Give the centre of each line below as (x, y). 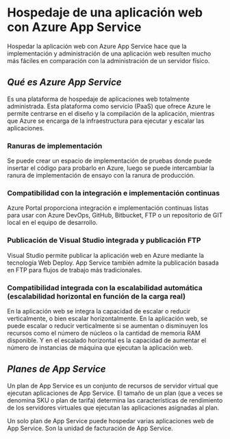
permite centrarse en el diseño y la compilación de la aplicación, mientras (111, 113)
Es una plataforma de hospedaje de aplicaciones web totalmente (98, 99)
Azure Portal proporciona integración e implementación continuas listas (108, 208)
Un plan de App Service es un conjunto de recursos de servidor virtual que (113, 385)
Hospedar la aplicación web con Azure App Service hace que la (97, 46)
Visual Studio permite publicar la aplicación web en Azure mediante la (105, 255)
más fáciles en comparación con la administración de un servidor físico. (108, 60)
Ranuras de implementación (55, 145)
